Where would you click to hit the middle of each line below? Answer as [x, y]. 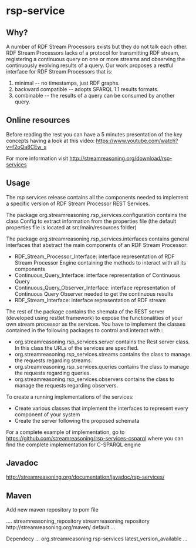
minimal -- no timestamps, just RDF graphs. [67, 83]
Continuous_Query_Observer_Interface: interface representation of [95, 288]
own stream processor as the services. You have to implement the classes [96, 324]
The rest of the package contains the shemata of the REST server [85, 311]
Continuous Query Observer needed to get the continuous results [94, 294]
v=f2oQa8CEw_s [26, 147]
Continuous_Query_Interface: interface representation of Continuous [97, 275]
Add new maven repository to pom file [52, 510]
